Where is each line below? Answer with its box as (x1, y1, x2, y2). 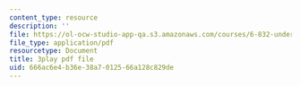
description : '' (9, 21, 70, 30)
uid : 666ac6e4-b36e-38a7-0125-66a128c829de (9, 64, 175, 73)
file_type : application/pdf (9, 38, 115, 47)
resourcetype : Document (9, 47, 99, 56)
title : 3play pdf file (9, 55, 94, 64)
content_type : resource (9, 13, 99, 22)
